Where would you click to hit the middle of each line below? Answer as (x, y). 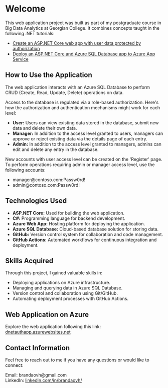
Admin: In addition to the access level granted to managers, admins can (87, 144)
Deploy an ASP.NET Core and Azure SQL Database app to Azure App (84, 54)
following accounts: (26, 170)
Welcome (25, 9)
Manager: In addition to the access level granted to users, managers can (88, 133)
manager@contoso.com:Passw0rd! (49, 180)
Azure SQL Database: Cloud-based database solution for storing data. (86, 229)
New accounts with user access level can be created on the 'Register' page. (84, 159)
